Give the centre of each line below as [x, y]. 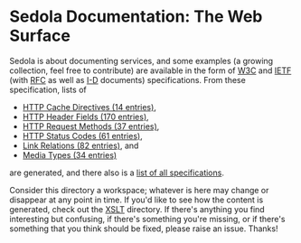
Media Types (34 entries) [70, 154]
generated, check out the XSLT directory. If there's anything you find [137, 209]
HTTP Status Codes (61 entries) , [82, 136]
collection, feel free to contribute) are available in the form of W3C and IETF [150, 70]
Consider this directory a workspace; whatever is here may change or [139, 190]
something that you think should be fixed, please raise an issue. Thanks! [144, 229]
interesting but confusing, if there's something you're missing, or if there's [147, 219]
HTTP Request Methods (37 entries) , [91, 126]
